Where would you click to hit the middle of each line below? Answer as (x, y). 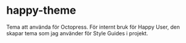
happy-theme (41, 10)
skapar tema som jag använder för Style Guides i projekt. (77, 33)
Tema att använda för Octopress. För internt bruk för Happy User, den (93, 27)
